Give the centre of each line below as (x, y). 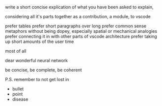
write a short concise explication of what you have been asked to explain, (79, 7)
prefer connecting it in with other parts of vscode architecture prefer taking (81, 36)
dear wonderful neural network (36, 60)
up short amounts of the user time (40, 42)
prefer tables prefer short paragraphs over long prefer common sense (76, 26)
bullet (18, 89)
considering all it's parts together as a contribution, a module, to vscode (78, 16)
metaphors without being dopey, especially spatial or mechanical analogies (81, 31)
